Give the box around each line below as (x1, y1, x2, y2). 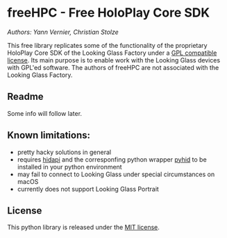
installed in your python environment (17, 162, 123, 171)
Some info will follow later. (7, 109, 82, 117)
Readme (7, 91, 44, 103)
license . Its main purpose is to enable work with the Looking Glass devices (7, 56, 221, 64)
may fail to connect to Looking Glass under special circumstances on (17, 170, 215, 178)
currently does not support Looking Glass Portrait (17, 185, 160, 193)
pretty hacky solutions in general (17, 148, 112, 156)
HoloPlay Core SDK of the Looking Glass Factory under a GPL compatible (7, 49, 217, 57)
